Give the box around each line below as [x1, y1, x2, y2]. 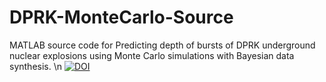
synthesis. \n [9, 60, 63, 72]
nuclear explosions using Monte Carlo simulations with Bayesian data [9, 49, 295, 61]
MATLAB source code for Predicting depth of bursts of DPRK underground [9, 39, 316, 51]
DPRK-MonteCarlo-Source [9, 6, 234, 29]
